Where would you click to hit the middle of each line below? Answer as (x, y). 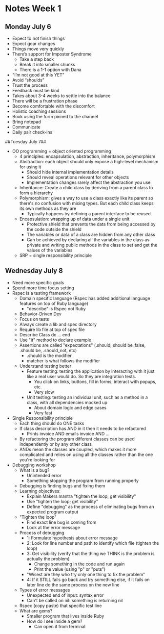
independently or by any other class (55, 444)
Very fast (43, 413)
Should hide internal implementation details (70, 172)
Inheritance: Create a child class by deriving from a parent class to (86, 188)
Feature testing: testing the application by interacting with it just (91, 371)
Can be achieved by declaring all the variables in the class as (88, 240)
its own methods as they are (48, 208)
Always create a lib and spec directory (58, 324)
